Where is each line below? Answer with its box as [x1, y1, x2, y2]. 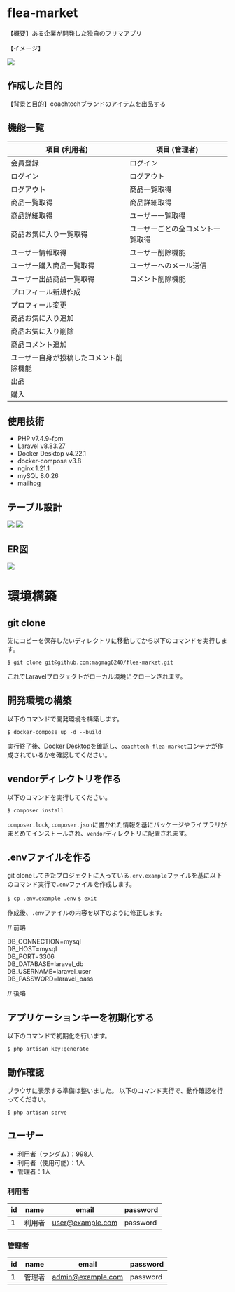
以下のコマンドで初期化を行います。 [7, 1032, 111, 1040]
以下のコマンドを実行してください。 [7, 793, 112, 801]
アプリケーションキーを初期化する [7, 1012, 155, 1024]
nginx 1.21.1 [17, 464, 50, 472]
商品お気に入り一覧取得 [10, 229, 89, 239]
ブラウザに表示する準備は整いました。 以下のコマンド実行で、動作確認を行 [7, 1087, 224, 1095]
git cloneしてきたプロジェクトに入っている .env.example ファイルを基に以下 [7, 871, 222, 880]
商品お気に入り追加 [10, 313, 75, 323]
